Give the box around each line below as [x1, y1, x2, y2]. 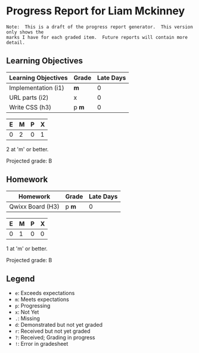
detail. [6, 39, 26, 45]
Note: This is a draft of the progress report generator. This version [6, 24, 194, 30]
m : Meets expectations [14, 296, 70, 303]
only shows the [6, 29, 44, 35]
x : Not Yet [14, 309, 39, 316]
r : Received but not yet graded [14, 327, 91, 335]
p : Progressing [14, 302, 51, 309]
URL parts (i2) [9, 93, 49, 102]
